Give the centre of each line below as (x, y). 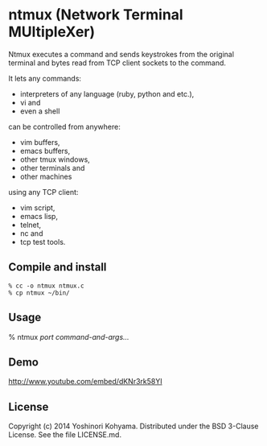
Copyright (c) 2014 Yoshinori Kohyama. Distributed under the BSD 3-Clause (133, 426)
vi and (30, 102)
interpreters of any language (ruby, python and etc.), (107, 93)
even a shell (40, 111)
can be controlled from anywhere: (64, 126)
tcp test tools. (43, 242)
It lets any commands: (45, 78)
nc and (31, 233)
